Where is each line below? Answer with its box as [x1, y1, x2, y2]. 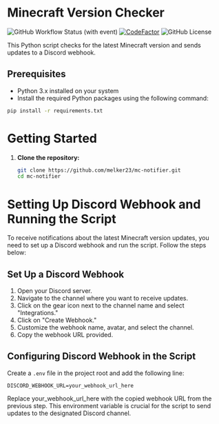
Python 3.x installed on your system [17, 86, 119, 94]
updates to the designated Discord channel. [7, 409, 132, 417]
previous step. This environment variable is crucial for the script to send [7, 401, 211, 410]
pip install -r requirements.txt [7, 107, 103, 114]
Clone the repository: [17, 153, 80, 161]
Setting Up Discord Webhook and [7, 196, 201, 212]
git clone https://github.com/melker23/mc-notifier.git [17, 167, 181, 174]
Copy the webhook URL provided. [17, 331, 114, 339]
